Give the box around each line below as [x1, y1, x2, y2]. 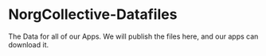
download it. [8, 39, 49, 49]
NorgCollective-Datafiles [8, 6, 178, 24]
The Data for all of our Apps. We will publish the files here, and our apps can [8, 32, 259, 41]
